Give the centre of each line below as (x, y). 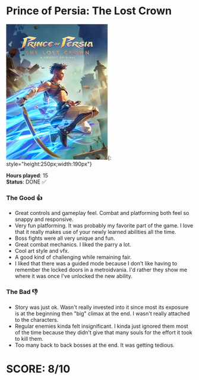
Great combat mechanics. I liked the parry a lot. (73, 245)
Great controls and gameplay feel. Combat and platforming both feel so (102, 213)
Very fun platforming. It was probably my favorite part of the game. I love (104, 226)
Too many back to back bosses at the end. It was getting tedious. (95, 345)
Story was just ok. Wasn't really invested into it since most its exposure (102, 307)
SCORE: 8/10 (38, 369)
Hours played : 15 (27, 175)
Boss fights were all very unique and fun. (65, 238)
